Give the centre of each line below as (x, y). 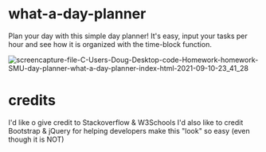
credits (32, 101)
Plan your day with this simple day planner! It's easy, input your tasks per (128, 36)
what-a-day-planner (77, 14)
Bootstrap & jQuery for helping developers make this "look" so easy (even (129, 131)
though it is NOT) (36, 139)
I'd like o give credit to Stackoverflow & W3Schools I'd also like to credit (126, 122)
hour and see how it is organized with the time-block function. (110, 44)
